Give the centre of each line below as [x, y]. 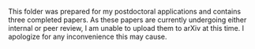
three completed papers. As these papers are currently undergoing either [127, 20]
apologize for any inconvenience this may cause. [88, 36]
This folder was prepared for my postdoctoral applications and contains [125, 11]
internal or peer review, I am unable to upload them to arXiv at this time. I [126, 28]
